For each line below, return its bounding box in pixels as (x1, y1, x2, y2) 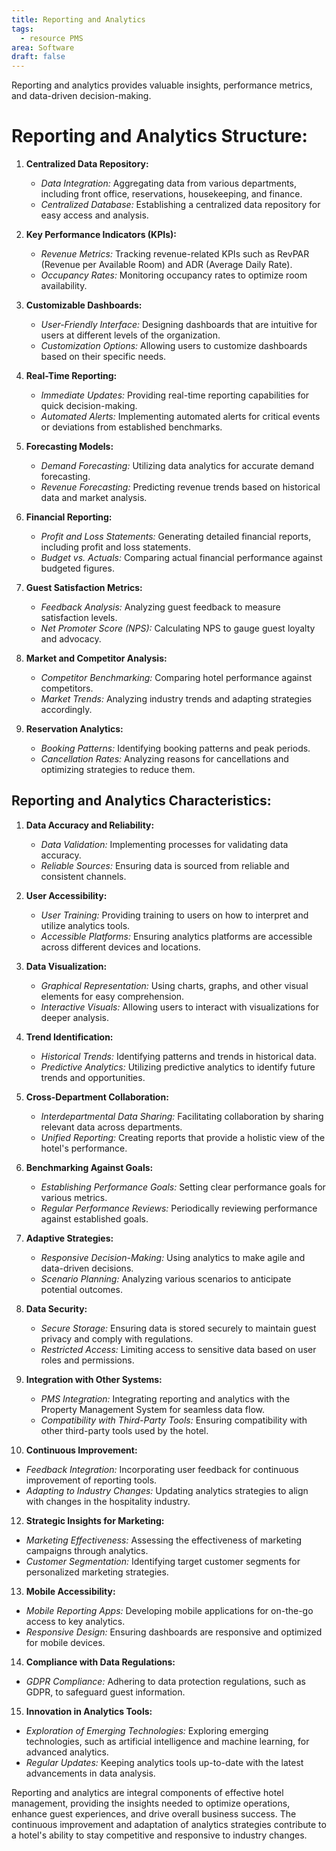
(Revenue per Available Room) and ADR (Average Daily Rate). (40, 259, 293, 271)
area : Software (11, 42, 75, 53)
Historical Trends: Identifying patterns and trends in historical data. (40, 1050, 317, 1062)
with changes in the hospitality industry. (25, 1495, 191, 1507)
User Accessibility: (25, 889, 108, 901)
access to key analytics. (25, 1615, 126, 1627)
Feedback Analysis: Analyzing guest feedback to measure (40, 601, 281, 613)
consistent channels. (40, 870, 127, 882)
